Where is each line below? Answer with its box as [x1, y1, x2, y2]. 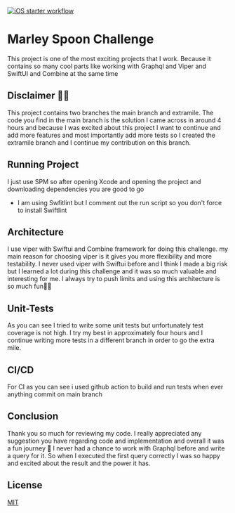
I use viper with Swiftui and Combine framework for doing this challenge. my [7, 245, 229, 253]
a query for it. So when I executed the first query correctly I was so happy [7, 451, 221, 460]
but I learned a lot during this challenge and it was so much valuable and [7, 267, 217, 275]
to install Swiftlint [17, 206, 67, 214]
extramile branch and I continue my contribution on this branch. [7, 138, 192, 147]
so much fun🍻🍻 [7, 282, 52, 291]
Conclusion [7, 410, 59, 422]
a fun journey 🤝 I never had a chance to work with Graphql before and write [7, 443, 225, 453]
